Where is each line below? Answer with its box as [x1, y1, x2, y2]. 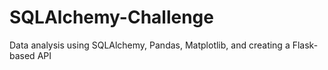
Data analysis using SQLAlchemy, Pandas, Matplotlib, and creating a [9, 39, 291, 51]
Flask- [292, 39, 319, 51]
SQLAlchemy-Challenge [9, 6, 214, 29]
